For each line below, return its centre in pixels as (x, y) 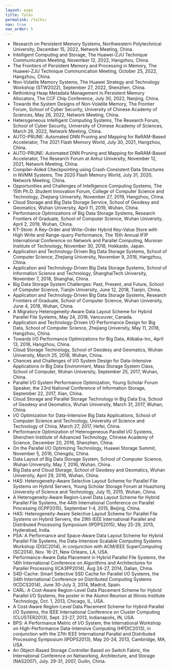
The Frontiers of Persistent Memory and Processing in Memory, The (85, 66)
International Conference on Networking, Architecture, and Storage (84, 656)
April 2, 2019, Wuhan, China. (43, 224)
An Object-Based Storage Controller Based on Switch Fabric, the (81, 650)
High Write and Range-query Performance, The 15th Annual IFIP (80, 235)
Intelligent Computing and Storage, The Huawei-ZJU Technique (80, 55)
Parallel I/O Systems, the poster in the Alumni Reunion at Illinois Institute (89, 596)
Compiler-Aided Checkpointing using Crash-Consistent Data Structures (88, 170)
